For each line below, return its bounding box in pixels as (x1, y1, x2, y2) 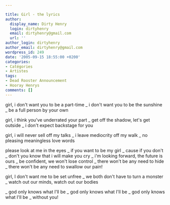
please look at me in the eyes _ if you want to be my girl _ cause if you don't (5, 147, 163, 153)
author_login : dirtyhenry (5, 40, 60, 46)
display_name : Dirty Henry (10, 21, 67, 26)
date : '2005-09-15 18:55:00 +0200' (5, 54, 81, 60)
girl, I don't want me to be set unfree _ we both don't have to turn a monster (5, 173, 163, 180)
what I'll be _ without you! (5, 194, 58, 200)
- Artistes (5, 69, 28, 74)
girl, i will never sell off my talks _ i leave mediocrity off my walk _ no (5, 132, 148, 138)
